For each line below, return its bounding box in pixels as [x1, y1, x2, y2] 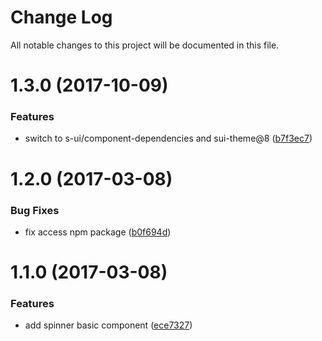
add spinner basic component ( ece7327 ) [24, 319, 193, 331]
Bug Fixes [10, 203, 60, 217]
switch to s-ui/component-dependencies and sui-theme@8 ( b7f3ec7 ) [24, 132, 313, 145]
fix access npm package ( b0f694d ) [24, 226, 172, 238]
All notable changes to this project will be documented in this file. [10, 39, 280, 51]
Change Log [10, 6, 113, 29]
